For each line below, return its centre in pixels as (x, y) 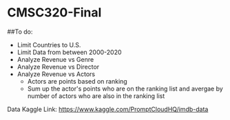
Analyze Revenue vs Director (58, 67)
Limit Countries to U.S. (49, 45)
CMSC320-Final (54, 13)
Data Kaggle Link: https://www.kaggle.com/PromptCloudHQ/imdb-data (108, 109)
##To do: (20, 32)
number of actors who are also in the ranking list (96, 96)
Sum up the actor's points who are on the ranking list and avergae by (125, 88)
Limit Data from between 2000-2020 (69, 52)
